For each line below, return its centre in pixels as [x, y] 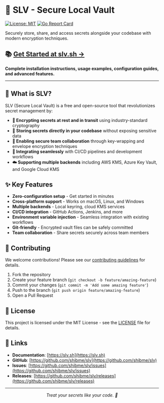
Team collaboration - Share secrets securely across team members [80, 233]
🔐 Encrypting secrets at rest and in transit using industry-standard [80, 120]
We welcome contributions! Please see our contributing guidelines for [75, 260]
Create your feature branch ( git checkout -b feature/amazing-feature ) [84, 280]
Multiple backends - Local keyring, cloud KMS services [68, 207]
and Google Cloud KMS [36, 169]
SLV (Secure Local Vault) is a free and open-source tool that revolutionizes [80, 105]
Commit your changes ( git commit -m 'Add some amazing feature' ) [80, 285]
